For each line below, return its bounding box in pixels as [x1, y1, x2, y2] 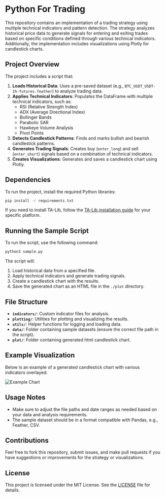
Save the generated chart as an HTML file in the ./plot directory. [12, 283, 145, 289]
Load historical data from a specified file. [12, 267, 96, 274]
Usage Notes [5, 393, 46, 402]
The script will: [5, 258, 35, 264]
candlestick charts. [5, 46, 44, 52]
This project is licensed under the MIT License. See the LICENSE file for [5, 482, 151, 488]
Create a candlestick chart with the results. [12, 278, 100, 284]
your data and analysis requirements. [12, 411, 88, 417]
